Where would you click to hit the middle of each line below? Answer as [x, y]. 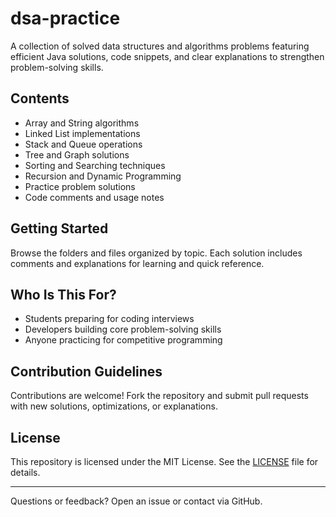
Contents [40, 98]
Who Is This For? [63, 294]
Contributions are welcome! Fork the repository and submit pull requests [159, 396]
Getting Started [59, 228]
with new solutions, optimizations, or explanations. [114, 406]
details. [25, 472]
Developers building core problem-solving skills [123, 329]
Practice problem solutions [80, 186]
